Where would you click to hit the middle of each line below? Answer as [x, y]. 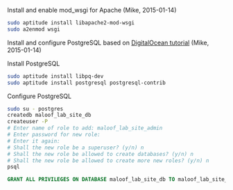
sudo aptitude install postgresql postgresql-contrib [87, 83]
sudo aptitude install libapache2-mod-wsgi [71, 23]
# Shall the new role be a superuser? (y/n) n [76, 148]
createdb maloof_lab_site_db [49, 115]
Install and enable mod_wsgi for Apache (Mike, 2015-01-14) [92, 10]
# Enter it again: [34, 141]
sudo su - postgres [35, 109]
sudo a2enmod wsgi [34, 29]
